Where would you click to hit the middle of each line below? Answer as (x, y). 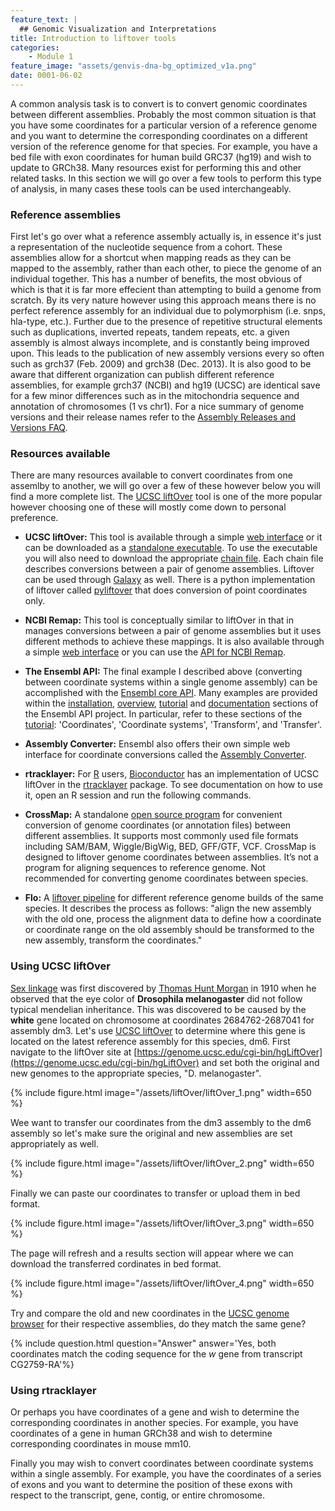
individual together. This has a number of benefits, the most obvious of (156, 279)
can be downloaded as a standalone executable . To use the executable (171, 548)
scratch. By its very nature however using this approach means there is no (163, 300)
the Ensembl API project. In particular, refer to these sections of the (163, 714)
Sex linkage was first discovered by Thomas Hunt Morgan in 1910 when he (163, 988)
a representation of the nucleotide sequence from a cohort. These (146, 247)
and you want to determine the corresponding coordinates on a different (159, 135)
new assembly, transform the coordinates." (113, 940)
